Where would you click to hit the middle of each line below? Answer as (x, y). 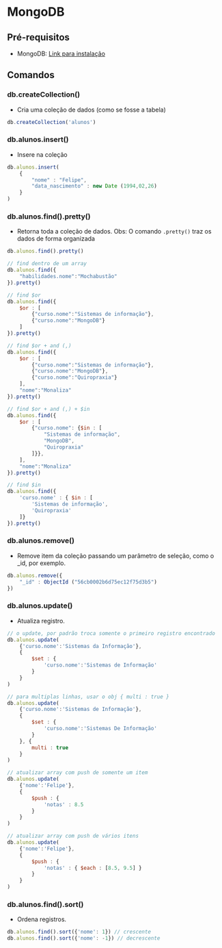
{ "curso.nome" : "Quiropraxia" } (74, 377)
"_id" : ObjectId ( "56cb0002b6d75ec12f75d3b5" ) (88, 582)
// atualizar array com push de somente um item (78, 773)
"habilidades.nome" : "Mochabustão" (68, 277)
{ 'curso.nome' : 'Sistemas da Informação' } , (81, 646)
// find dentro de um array (47, 264)
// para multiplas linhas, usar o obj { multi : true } (88, 697)
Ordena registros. (42, 919)
